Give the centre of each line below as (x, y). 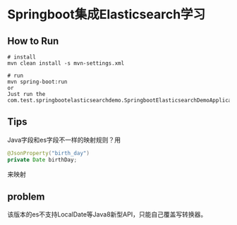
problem (26, 196)
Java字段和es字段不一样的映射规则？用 (64, 140)
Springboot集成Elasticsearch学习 (107, 14)
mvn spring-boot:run (38, 82)
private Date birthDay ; (42, 159)
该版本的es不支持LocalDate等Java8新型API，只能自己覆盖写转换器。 (107, 214)
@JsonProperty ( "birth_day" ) (49, 153)
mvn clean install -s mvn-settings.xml (66, 63)
